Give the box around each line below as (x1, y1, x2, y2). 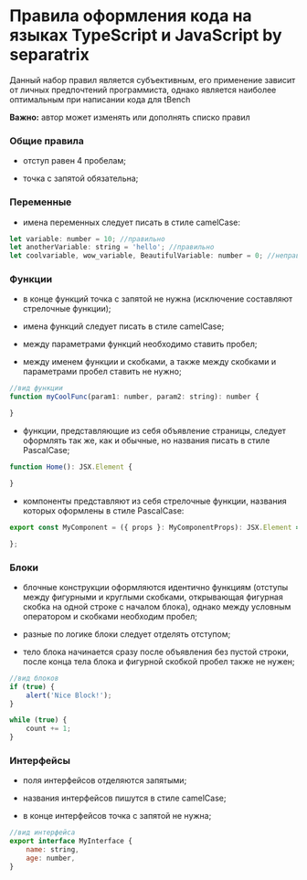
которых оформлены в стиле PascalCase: (22, 504, 185, 516)
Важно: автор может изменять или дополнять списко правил (9, 111, 251, 122)
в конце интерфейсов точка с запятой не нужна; (22, 811, 212, 822)
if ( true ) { (9, 682, 55, 691)
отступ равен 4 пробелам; (22, 155, 126, 166)
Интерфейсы (9, 754, 71, 767)
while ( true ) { (9, 716, 68, 725)
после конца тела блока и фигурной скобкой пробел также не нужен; (22, 655, 295, 667)
